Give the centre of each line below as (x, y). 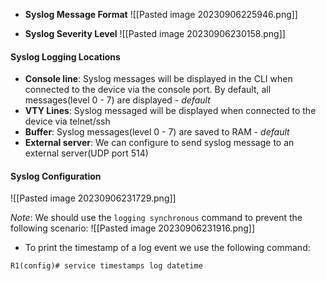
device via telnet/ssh (67, 121)
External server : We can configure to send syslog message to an (159, 143)
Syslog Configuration (56, 176)
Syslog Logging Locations (65, 56)
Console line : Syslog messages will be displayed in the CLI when (158, 79)
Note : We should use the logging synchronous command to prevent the (156, 218)
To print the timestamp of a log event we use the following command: (167, 248)
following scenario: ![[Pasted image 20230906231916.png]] (133, 228)
